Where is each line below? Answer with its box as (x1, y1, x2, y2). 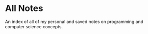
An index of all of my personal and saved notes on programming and (5, 19, 144, 24)
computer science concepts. (5, 23, 63, 29)
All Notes (5, 3, 43, 14)
